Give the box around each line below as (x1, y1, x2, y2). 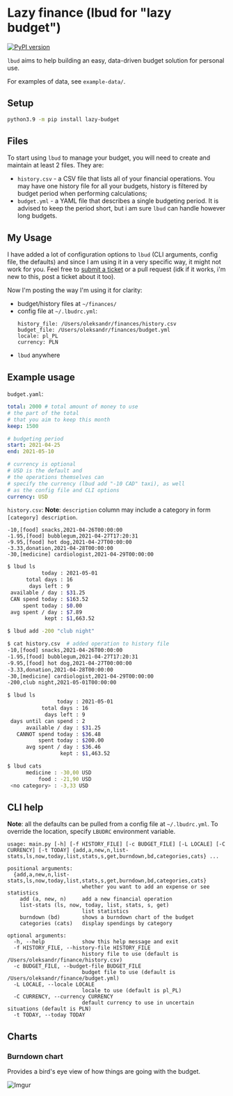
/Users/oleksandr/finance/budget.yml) (7, 975, 120, 982)
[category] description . (7, 513, 78, 522)
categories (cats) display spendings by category (19, 920, 172, 927)
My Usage (7, 231, 52, 243)
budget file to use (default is (81, 969, 176, 976)
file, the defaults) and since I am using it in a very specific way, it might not (7, 258, 221, 266)
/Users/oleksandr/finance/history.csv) (7, 957, 123, 964)
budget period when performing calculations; (17, 190, 147, 198)
